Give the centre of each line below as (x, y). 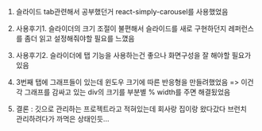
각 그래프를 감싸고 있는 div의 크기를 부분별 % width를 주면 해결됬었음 (123, 92)
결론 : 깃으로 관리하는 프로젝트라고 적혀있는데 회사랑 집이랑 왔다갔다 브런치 (131, 109)
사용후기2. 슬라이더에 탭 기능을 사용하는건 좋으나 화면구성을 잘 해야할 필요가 (133, 55)
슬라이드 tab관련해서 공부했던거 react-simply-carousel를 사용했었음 (122, 12)
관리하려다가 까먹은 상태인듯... (62, 119)
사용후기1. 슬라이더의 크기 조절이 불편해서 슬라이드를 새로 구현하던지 (121, 29)
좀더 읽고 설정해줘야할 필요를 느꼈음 (79, 39)
